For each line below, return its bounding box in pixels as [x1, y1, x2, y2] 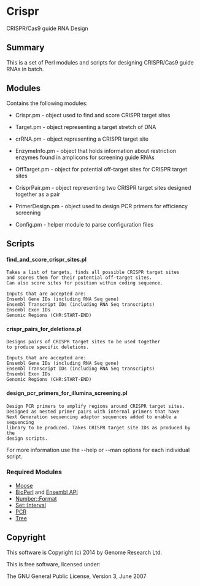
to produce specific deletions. [6, 344, 89, 351]
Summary [6, 42, 45, 53]
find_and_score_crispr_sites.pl [6, 256, 87, 263]
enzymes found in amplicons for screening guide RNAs [15, 154, 155, 161]
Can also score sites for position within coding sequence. [6, 280, 164, 286]
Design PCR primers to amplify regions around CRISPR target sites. [6, 403, 185, 409]
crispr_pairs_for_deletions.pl [6, 325, 82, 332]
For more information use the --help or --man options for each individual [6, 446, 190, 453]
